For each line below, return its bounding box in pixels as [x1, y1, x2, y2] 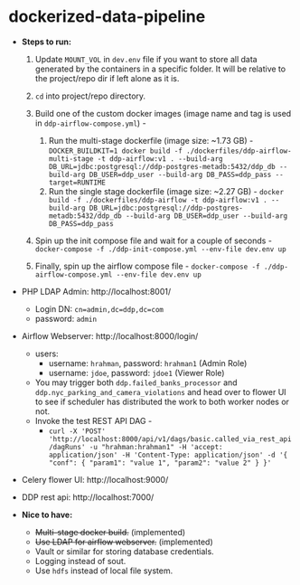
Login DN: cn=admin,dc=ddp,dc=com [34, 303, 164, 314]
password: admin [34, 313, 97, 324]
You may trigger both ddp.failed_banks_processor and [34, 377, 238, 388]
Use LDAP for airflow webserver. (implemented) [34, 536, 213, 547]
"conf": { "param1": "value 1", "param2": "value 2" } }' [48, 458, 272, 467]
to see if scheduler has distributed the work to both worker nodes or [34, 396, 290, 407]
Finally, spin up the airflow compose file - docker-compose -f [34, 260, 260, 271]
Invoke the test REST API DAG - [34, 415, 153, 426]
